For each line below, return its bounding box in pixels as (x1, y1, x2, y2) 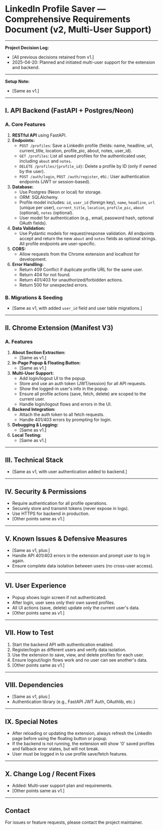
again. (12, 558, 25, 564)
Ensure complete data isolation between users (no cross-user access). (12, 563, 154, 569)
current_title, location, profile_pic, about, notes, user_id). (19, 147, 132, 154)
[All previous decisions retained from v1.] (12, 54, 94, 60)
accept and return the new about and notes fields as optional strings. (19, 235, 157, 241)
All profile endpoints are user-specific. (19, 241, 96, 247)
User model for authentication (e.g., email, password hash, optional (19, 215, 154, 221)
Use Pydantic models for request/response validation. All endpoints (19, 230, 154, 236)
